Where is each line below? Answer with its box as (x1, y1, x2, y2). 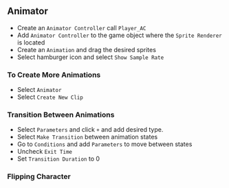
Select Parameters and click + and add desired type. (17, 126, 164, 134)
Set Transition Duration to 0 (17, 154, 100, 163)
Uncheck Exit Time (17, 148, 72, 156)
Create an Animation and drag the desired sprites (17, 45, 157, 54)
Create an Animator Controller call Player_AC (17, 23, 146, 32)
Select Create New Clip (17, 93, 84, 102)
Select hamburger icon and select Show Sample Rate (17, 53, 164, 61)
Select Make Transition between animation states (17, 133, 158, 141)
